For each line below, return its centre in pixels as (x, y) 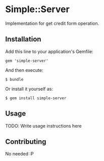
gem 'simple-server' (27, 61)
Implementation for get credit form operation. (52, 23)
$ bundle (14, 79)
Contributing (26, 142)
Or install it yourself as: (29, 89)
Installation (23, 39)
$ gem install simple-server (36, 98)
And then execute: (24, 70)
